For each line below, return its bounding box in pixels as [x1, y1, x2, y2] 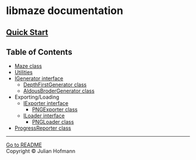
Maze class [14, 62, 42, 69]
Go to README [6, 141, 42, 148]
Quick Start [6, 27, 48, 37]
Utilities [14, 69, 33, 76]
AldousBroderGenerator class [23, 88, 95, 95]
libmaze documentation [6, 4, 124, 18]
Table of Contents [6, 47, 73, 57]
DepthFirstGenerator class [23, 81, 87, 88]
